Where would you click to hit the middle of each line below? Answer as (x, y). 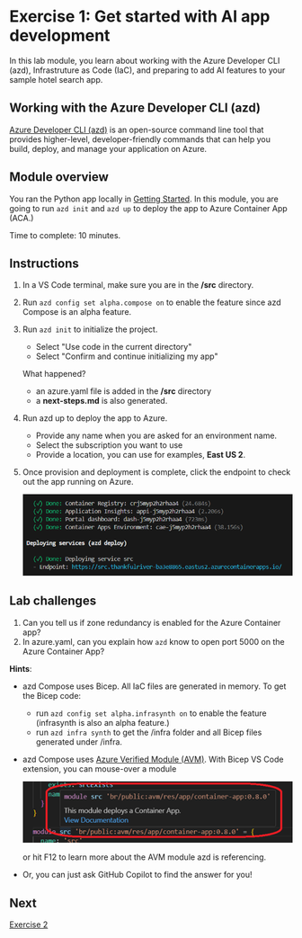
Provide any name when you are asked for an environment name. (156, 436)
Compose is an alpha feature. (77, 312)
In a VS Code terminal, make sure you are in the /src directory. (138, 285)
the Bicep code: (52, 695)
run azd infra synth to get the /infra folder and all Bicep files (149, 732)
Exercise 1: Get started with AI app (140, 17)
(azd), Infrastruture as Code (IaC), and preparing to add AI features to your (147, 70)
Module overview (59, 177)
